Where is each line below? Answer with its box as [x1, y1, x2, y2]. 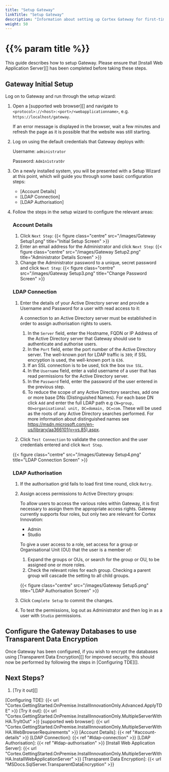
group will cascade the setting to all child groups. [27, 572, 130, 578]
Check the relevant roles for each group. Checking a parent [27, 567, 151, 573]
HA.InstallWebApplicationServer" [5, 756, 74, 762]
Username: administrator [12, 148, 66, 154]
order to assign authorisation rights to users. [20, 320, 112, 326]
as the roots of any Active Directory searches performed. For [27, 410, 154, 417]
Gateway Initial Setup [5, 80, 74, 88]
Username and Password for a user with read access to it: [20, 305, 140, 311]
